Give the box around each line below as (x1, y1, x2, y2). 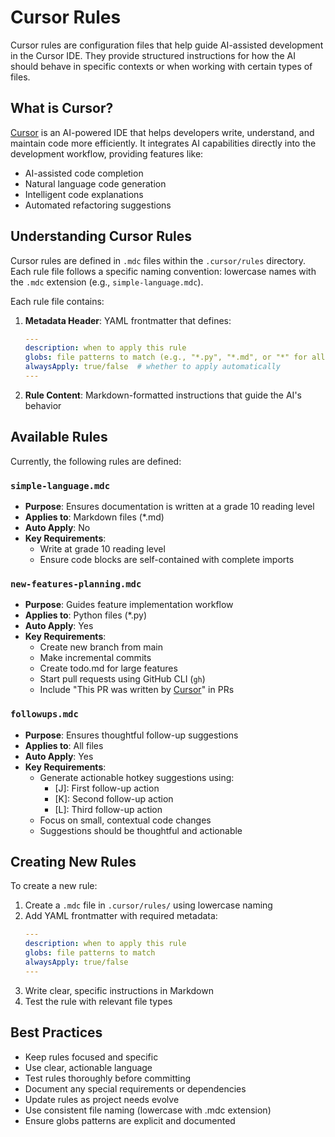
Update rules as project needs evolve (24, 1093, 180, 1105)
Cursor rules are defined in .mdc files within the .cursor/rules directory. (10, 254, 307, 266)
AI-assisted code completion (24, 167, 144, 179)
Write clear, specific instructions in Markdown (24, 984, 214, 996)
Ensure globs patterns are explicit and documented (24, 1114, 236, 1126)
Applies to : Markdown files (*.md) (24, 511, 165, 523)
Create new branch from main (39, 641, 163, 653)
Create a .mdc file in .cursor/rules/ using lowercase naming (24, 899, 273, 911)
